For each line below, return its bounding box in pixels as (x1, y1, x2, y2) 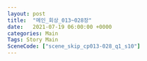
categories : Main (7, 29, 59, 37)
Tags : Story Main (7, 36, 59, 43)
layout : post (7, 10, 46, 18)
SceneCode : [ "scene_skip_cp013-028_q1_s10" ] (7, 43, 141, 50)
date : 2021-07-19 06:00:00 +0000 (7, 23, 112, 30)
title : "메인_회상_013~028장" (7, 17, 92, 24)
